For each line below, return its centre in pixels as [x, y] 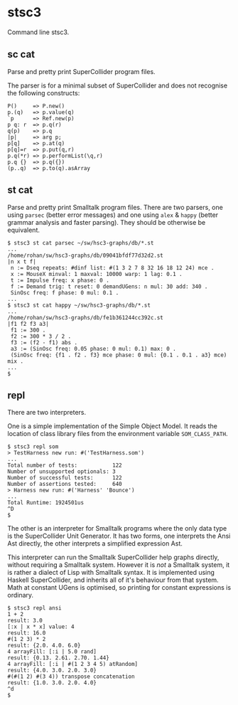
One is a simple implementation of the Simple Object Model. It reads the [113, 426]
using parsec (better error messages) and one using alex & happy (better [113, 215]
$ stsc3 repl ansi [34, 608]
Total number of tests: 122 [65, 466]
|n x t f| [22, 261]
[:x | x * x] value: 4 [41, 627]
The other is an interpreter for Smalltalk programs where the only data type [117, 529]
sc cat [21, 54]
